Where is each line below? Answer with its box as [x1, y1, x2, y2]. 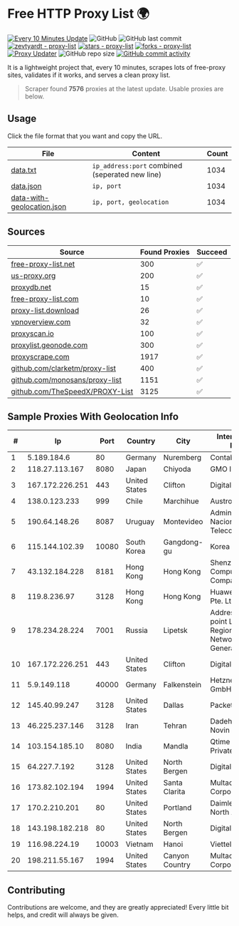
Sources [7, 226, 46, 238]
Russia [125, 625, 148, 635]
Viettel [209, 839, 232, 849]
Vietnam [125, 839, 154, 849]
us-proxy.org [11, 270, 56, 280]
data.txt [11, 165, 37, 175]
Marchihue [163, 496, 199, 506]
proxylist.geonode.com [11, 340, 88, 350]
